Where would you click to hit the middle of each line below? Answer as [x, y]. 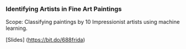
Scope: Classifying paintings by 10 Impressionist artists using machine [93, 22]
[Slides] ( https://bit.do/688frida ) [45, 40]
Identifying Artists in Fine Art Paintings [64, 9]
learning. [17, 28]
